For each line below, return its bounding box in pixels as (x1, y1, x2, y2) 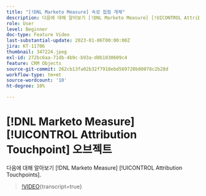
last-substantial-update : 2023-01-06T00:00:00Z (6, 37, 131, 43)
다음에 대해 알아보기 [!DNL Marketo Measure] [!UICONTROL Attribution (6, 164, 183, 171)
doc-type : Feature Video (6, 32, 70, 38)
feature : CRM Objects (6, 60, 62, 66)
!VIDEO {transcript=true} (21, 183, 83, 190)
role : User (6, 20, 34, 26)
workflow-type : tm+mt (6, 72, 62, 78)
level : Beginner (6, 26, 48, 32)
